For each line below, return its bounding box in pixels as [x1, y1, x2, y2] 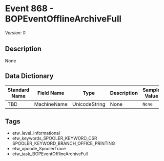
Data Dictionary [5, 72, 54, 80]
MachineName [34, 101, 68, 107]
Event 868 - [5, 3, 54, 14]
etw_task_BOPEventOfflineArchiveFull [12, 151, 88, 157]
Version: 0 [5, 30, 26, 36]
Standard [7, 86, 30, 93]
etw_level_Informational [12, 130, 60, 136]
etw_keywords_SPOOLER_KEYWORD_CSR [12, 135, 98, 141]
